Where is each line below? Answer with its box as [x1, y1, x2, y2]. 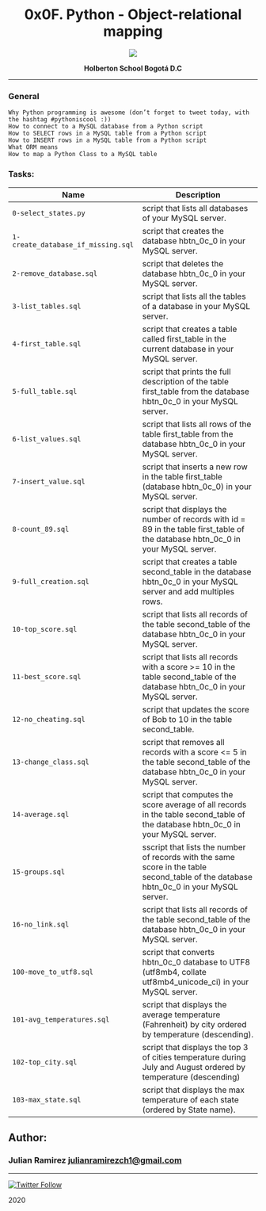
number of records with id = [142, 514, 246, 525]
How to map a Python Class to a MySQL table [8, 151, 158, 159]
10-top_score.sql [12, 625, 78, 633]
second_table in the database [142, 566, 252, 577]
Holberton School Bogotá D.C [84, 63, 182, 73]
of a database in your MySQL [142, 300, 251, 311]
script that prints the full [142, 366, 231, 377]
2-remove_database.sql [12, 269, 97, 278]
